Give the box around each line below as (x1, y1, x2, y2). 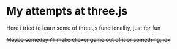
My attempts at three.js (6, 4, 127, 18)
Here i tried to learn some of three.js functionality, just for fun (6, 24, 161, 31)
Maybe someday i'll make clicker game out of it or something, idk (6, 36, 171, 43)
